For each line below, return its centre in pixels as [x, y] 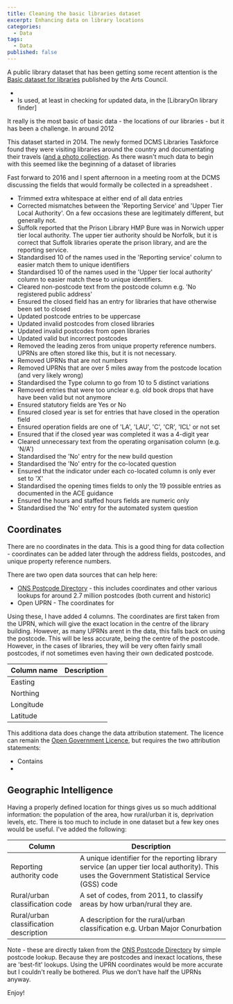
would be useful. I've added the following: [67, 829]
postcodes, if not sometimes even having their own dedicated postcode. [110, 653]
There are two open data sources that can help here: [83, 575]
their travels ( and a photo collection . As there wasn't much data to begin [110, 156]
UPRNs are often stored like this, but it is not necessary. [97, 353]
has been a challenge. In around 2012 [61, 128]
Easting [23, 682]
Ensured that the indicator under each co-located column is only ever [116, 471]
